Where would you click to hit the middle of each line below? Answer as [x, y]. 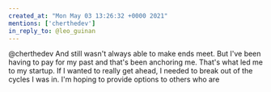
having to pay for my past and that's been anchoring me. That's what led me [135, 62]
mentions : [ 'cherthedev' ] [52, 23]
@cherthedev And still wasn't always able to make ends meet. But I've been [135, 54]
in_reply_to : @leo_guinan [52, 31]
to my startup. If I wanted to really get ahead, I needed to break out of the [131, 71]
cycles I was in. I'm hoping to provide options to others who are [114, 79]
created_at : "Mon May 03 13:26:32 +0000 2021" [88, 16]
